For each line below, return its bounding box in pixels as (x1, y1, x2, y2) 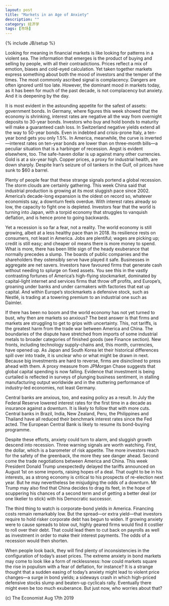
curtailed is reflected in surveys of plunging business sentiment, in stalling (5, 374, 160, 380)
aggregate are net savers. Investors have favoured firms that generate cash (5, 262, 162, 268)
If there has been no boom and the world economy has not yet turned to (5, 310, 155, 316)
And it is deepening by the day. (5, 93, 70, 99)
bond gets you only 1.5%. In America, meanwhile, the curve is (15, 135, 144, 141)
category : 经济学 (5, 21, 39, 27)
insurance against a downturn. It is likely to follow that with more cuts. (5, 405, 150, 411)
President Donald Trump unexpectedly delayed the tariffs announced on (5, 463, 155, 469)
